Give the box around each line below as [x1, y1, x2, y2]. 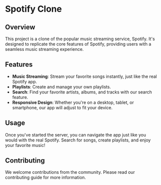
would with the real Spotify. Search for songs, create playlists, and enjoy [5, 137, 151, 143]
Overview [5, 23, 36, 31]
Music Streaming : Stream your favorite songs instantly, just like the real [12, 73, 157, 79]
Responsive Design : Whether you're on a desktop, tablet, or [12, 99, 134, 105]
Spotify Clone [5, 3, 62, 15]
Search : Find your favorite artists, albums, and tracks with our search [12, 89, 152, 95]
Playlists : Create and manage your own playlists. [12, 84, 111, 90]
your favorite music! [5, 142, 46, 148]
